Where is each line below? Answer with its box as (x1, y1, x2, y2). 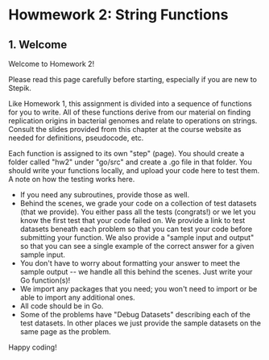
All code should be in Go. (19, 301, 104, 311)
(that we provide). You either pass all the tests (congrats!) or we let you (19, 207, 256, 217)
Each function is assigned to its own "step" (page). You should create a (8, 149, 245, 158)
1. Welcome (8, 38, 68, 52)
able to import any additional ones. (19, 292, 135, 302)
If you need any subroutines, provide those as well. (19, 190, 190, 199)
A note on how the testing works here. (8, 175, 135, 184)
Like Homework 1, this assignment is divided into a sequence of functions (8, 99, 252, 108)
